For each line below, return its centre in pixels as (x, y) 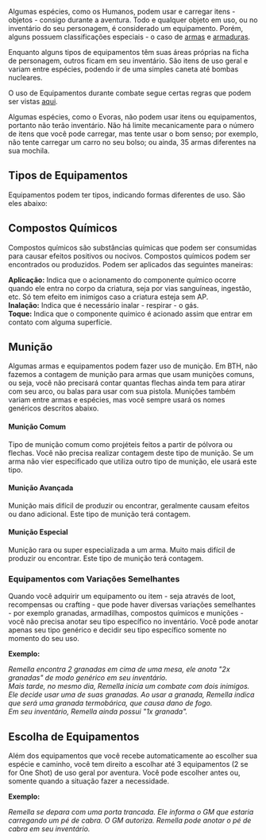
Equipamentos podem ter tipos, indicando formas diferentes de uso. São (127, 195)
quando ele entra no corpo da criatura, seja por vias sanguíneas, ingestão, (130, 288)
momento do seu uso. (44, 639)
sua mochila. (29, 151)
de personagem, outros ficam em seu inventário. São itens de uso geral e (128, 60)
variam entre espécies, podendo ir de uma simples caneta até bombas (123, 69)
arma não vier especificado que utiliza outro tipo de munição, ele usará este (133, 461)
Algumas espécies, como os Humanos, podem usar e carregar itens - (122, 12)
